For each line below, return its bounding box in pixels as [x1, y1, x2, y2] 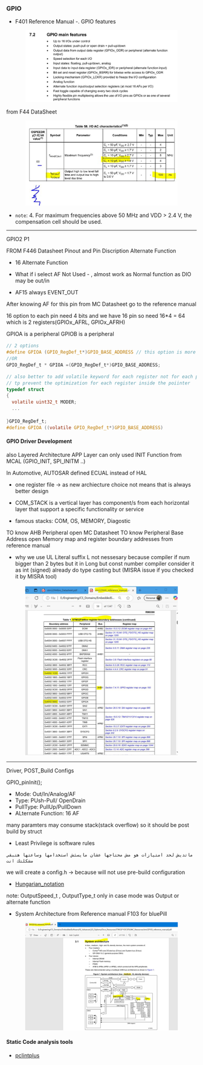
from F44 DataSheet [6, 108, 57, 115]
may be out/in [14, 277, 50, 285]
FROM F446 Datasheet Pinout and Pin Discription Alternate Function [6, 247, 176, 254]
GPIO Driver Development [6, 438, 72, 445]
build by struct [6, 827, 42, 835]
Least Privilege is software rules [14, 839, 95, 847]
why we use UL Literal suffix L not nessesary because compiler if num [14, 553, 190, 560]
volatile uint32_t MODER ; [11, 399, 77, 406]
